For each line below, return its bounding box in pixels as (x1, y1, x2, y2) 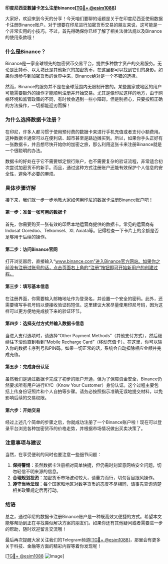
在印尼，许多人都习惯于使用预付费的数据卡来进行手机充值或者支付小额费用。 (5, 128, 163, 134)
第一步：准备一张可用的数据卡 (5, 209, 66, 215)
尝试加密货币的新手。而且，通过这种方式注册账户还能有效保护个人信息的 (9, 164, 158, 170)
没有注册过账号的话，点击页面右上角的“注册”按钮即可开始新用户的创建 (9, 264, 154, 270)
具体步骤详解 (5, 184, 36, 191)
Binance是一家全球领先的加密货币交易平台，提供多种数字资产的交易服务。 (5, 60, 158, 67)
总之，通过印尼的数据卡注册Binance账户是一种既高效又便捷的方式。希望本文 (5, 513, 162, 519)
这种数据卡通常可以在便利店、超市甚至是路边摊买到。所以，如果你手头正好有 (5, 135, 163, 141)
